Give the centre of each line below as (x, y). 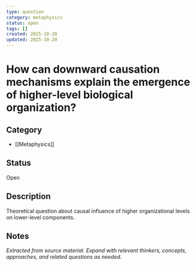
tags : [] (17, 29)
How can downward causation (83, 69)
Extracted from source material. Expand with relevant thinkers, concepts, (97, 250)
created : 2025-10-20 (32, 34)
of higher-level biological (70, 95)
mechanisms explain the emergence (98, 82)
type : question (25, 12)
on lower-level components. (41, 217)
